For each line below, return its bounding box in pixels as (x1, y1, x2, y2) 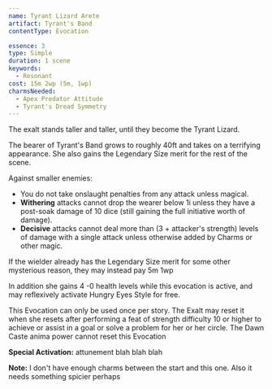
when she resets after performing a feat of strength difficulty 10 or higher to (8, 314, 262, 324)
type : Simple (8, 50, 53, 58)
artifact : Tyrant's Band (8, 20, 93, 28)
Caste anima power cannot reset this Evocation (8, 331, 166, 342)
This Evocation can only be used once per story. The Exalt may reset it (8, 306, 245, 316)
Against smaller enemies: (8, 173, 93, 183)
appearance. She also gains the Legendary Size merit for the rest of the (8, 149, 248, 159)
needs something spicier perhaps (8, 372, 121, 382)
